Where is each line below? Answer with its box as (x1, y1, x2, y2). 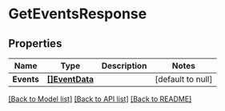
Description (101, 61, 147, 71)
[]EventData (46, 73, 94, 85)
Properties (8, 37, 62, 50)
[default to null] (155, 73, 213, 85)
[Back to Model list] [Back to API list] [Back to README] (8, 94, 192, 104)
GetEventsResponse (8, 5, 147, 23)
